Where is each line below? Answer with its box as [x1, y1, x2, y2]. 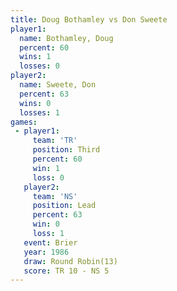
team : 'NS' [32, 191, 78, 201]
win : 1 [32, 163, 60, 173]
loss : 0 [32, 172, 65, 183]
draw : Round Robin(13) [23, 256, 118, 266]
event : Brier [23, 237, 78, 248]
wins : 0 [19, 98, 52, 108]
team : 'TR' [32, 136, 78, 146]
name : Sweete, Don [19, 80, 97, 90]
